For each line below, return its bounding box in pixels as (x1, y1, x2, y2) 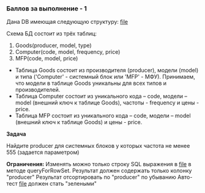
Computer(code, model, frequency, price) (15, 48, 121, 56)
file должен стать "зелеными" (18, 180, 97, 188)
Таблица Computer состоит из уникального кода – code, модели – (15, 93, 188, 100)
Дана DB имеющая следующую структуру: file (6, 18, 129, 26)
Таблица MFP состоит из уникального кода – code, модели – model (15, 112, 191, 120)
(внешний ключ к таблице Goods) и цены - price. (15, 118, 143, 126)
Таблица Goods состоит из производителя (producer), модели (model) (15, 67, 199, 74)
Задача (6, 130, 26, 138)
